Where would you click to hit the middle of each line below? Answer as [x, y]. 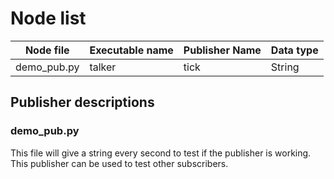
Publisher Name [222, 50]
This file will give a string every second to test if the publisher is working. [161, 153]
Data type [294, 50]
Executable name [131, 50]
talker [103, 67]
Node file [47, 50]
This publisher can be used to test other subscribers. [119, 163]
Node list [48, 18]
